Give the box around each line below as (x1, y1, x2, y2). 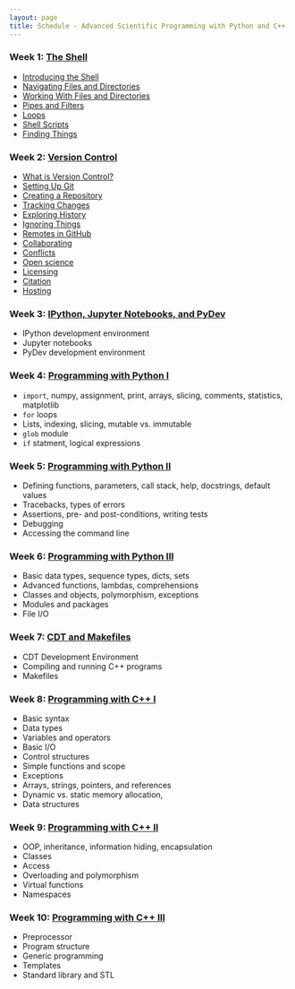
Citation (21, 276, 52, 287)
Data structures (21, 798, 80, 809)
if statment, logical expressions (21, 437, 141, 448)
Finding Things (21, 128, 78, 139)
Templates (21, 960, 61, 971)
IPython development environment (21, 328, 150, 339)
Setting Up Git (21, 181, 74, 192)
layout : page (9, 13, 58, 22)
